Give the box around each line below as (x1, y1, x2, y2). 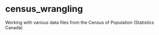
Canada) (5, 24, 23, 30)
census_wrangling (5, 3, 83, 15)
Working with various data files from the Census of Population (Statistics (5, 19, 155, 25)
